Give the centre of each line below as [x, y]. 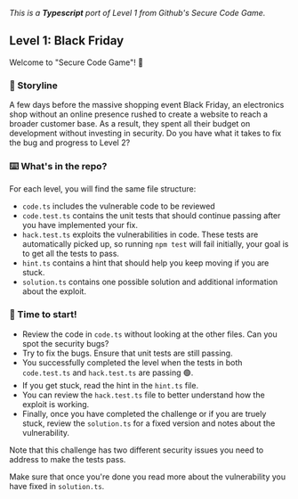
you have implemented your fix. [80, 225]
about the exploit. [54, 291]
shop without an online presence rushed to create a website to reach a [139, 114]
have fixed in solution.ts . [57, 486]
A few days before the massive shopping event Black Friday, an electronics [147, 105]
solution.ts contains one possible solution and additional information [150, 282]
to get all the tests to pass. [71, 254]
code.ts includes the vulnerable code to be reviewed [118, 206]
